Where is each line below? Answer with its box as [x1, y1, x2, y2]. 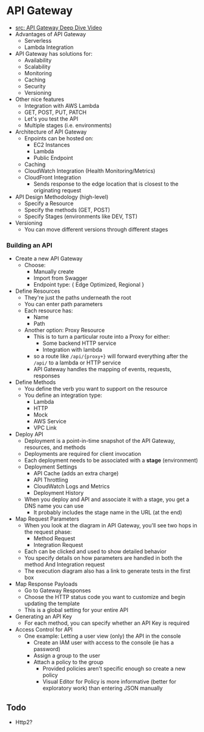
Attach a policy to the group [33, 658, 104, 666]
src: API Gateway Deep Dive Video [15, 24, 103, 31]
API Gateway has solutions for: [15, 50, 93, 57]
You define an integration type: [24, 391, 103, 399]
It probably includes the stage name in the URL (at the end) [33, 509, 183, 516]
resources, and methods [24, 443, 86, 451]
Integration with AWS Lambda [24, 102, 100, 109]
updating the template [24, 600, 80, 607]
